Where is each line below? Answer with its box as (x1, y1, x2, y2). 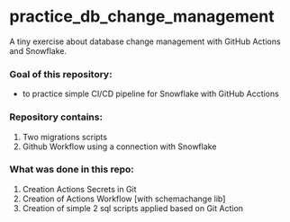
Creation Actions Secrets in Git (22, 183, 137, 194)
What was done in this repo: (9, 164, 135, 176)
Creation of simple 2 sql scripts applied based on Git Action (22, 202, 244, 213)
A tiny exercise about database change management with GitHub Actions (9, 36, 281, 47)
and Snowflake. (9, 45, 68, 56)
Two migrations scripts (22, 131, 108, 142)
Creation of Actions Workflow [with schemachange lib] (22, 193, 226, 204)
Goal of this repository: (9, 67, 113, 80)
